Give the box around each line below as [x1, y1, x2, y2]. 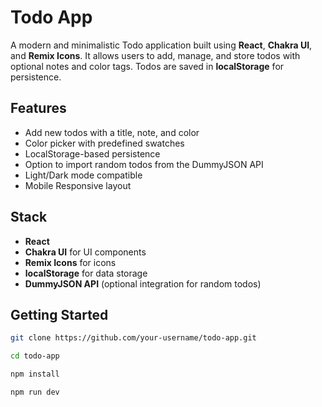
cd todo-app [10, 351, 60, 361]
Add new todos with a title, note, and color [24, 126, 200, 138]
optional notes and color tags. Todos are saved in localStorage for [10, 60, 285, 72]
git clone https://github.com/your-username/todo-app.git [10, 333, 257, 343]
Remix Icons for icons [24, 256, 117, 268]
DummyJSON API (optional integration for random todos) [24, 277, 262, 290]
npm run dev [10, 387, 60, 397]
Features [10, 100, 67, 117]
